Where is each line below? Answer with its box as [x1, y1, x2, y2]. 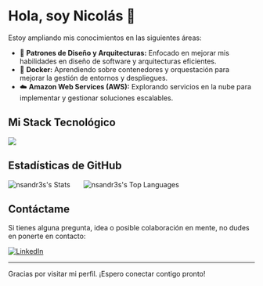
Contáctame [8, 202, 70, 215]
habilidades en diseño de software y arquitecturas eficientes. [19, 56, 217, 66]
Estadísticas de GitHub [8, 159, 122, 172]
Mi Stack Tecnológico [8, 116, 116, 129]
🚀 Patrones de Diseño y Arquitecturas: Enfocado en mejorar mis [19, 48, 229, 57]
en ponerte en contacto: [8, 231, 86, 241]
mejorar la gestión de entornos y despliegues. [19, 73, 168, 82]
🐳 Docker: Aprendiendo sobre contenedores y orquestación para [19, 64, 229, 74]
